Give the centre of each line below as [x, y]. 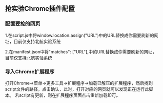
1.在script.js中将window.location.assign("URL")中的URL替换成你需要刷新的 [80, 35]
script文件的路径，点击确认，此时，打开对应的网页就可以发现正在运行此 [77, 89]
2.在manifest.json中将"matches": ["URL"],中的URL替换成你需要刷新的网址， [81, 51]
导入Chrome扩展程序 [30, 71]
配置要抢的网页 [23, 24]
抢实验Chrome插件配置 [40, 9]
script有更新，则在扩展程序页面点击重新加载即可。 [70, 95]
